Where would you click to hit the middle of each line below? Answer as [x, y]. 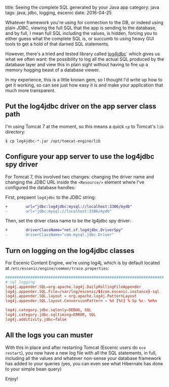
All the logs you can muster [49, 335]
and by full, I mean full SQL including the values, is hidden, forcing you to [81, 33]
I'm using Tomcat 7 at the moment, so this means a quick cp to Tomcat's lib [85, 126]
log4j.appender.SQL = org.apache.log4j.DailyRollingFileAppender [73, 287]
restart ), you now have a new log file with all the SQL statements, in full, [81, 353]
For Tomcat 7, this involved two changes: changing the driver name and [80, 177]
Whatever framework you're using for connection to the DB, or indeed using [84, 23]
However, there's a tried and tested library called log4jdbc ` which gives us [83, 54]
